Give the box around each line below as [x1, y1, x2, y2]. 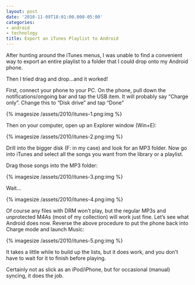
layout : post [6, 8, 38, 15]
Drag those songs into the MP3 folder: [6, 162, 98, 169]
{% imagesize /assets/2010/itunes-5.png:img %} [6, 237, 123, 244]
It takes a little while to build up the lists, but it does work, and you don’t [6, 249, 179, 255]
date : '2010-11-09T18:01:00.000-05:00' [6, 14, 103, 20]
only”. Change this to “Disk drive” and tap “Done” [6, 99, 124, 106]
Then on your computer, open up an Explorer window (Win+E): [6, 122, 156, 128]
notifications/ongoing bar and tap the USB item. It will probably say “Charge [6, 93, 189, 100]
